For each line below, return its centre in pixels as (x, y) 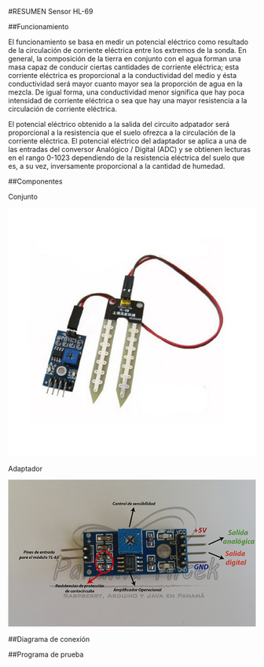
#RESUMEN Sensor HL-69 (51, 11)
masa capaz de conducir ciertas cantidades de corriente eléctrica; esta (124, 67)
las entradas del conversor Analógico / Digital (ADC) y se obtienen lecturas (130, 149)
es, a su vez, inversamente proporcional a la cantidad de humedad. (117, 166)
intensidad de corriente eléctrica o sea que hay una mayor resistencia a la (128, 101)
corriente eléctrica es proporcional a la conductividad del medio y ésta (123, 75)
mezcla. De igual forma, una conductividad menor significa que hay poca (126, 92)
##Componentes (35, 181)
